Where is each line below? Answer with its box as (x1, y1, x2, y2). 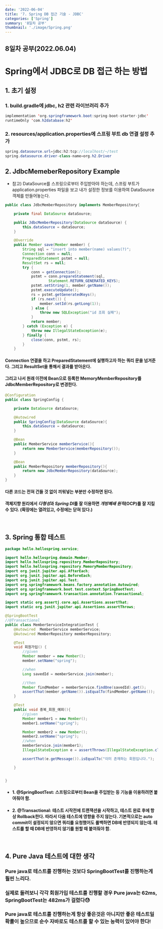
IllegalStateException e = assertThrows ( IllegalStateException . (22, 748, 155, 753)
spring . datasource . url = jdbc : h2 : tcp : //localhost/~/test (5, 149, 118, 154)
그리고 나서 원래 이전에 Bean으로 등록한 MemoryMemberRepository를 (5, 375, 142, 382)
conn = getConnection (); (31, 269, 81, 275)
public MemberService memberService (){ (14, 442, 95, 447)
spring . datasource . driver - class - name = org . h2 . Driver (5, 154, 112, 158)
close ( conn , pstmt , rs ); (31, 337, 81, 342)
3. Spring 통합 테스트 (5, 533, 65, 542)
